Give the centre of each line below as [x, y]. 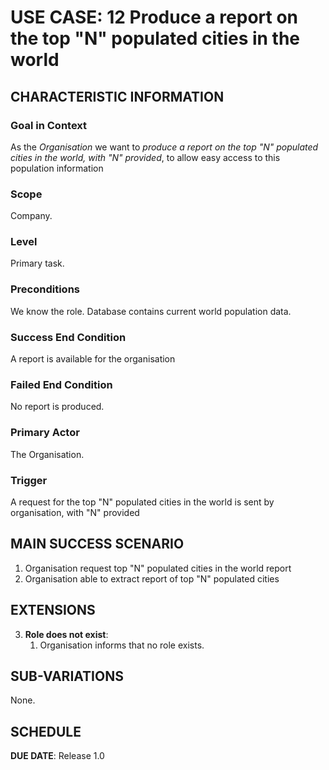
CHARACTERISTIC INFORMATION [117, 96]
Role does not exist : [66, 634]
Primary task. [37, 263]
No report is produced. [57, 407]
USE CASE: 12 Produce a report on [154, 17]
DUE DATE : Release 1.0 [57, 756]
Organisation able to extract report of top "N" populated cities [152, 578]
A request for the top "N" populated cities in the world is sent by [142, 502]
